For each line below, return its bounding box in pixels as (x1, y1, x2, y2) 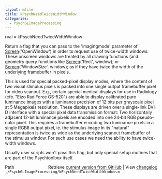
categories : (5, 16, 29, 21)
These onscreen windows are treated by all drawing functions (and (5, 54, 139, 60)
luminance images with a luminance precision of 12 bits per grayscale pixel (5, 99, 154, 105)
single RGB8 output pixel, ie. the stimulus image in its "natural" (5, 125, 130, 131)
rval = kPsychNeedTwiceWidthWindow (5, 34, 83, 40)
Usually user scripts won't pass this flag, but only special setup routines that (5, 150, 157, 156)
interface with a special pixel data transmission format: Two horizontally (9, 110, 152, 115)
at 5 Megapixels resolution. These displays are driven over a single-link (5, 104, 147, 110)
